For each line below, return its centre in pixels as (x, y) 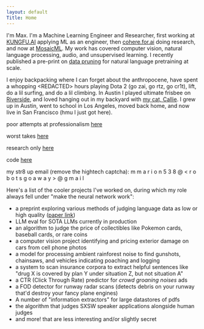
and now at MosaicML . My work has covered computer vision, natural (94, 48)
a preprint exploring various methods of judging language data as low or (106, 208)
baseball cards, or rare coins (51, 234)
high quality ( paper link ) (45, 214)
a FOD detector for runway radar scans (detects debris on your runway (105, 286)
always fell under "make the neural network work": (70, 196)
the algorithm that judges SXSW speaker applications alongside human (105, 306)
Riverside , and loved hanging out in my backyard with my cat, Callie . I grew (101, 99)
